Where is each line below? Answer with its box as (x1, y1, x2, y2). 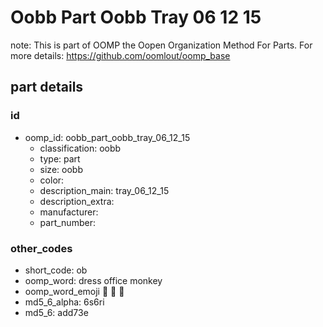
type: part (39, 152, 81, 165)
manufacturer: (39, 206, 99, 218)
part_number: (39, 216, 96, 228)
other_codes (10, 241, 73, 255)
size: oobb (39, 163, 83, 175)
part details (10, 79, 84, 96)
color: (39, 174, 65, 186)
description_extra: (39, 195, 115, 207)
